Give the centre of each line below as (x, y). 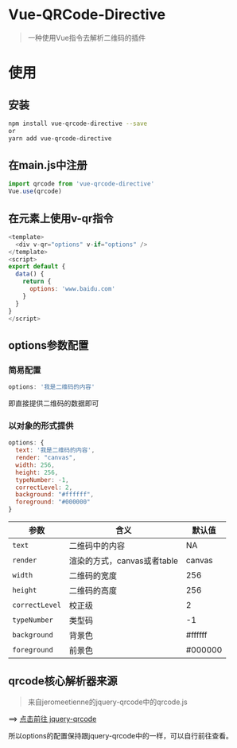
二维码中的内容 (97, 546)
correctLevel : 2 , (44, 488)
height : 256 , (37, 472)
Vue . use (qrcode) (35, 192)
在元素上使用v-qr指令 (61, 218)
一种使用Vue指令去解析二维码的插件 (86, 37)
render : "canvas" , (46, 458)
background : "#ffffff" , (54, 495)
